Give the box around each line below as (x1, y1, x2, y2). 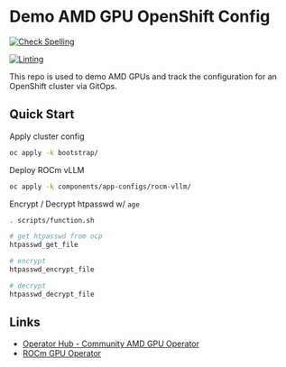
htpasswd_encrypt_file (9, 265, 95, 274)
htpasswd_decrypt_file (9, 289, 95, 298)
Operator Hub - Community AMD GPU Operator (22, 338, 200, 349)
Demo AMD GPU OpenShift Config (9, 6, 271, 27)
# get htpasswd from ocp (9, 232, 103, 241)
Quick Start (9, 106, 75, 123)
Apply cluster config (9, 131, 85, 142)
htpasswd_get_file (9, 241, 78, 250)
